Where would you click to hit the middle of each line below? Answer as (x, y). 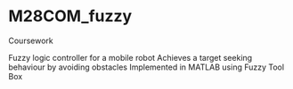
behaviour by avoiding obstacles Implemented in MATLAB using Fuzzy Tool (146, 67)
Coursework (31, 41)
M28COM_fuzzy (70, 16)
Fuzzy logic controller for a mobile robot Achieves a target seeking (130, 57)
